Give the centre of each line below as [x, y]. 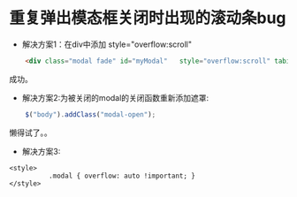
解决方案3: [41, 151]
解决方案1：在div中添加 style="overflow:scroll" [107, 44]
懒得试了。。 [30, 133]
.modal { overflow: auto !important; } [122, 176]
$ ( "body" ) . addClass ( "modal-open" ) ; [91, 114]
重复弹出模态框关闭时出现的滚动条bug [148, 18]
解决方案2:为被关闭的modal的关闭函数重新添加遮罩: [115, 97]
